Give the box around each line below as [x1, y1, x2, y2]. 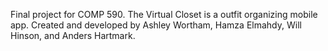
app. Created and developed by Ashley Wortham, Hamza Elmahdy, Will [10, 19, 302, 31]
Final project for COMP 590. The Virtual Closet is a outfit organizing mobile [10, 9, 318, 20]
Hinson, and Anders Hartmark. [10, 30, 136, 41]
